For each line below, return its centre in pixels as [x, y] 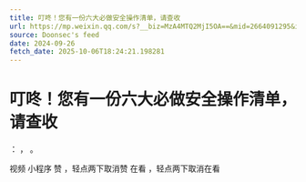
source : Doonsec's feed [55, 35]
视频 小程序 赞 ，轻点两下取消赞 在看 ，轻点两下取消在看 [115, 168]
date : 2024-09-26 [42, 43]
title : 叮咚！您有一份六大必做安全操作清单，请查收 [95, 18]
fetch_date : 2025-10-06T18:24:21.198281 [87, 52]
